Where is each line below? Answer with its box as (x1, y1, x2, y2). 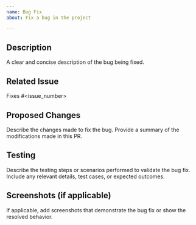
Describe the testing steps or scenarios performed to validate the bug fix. (6, 166, 191, 173)
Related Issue (6, 76, 59, 86)
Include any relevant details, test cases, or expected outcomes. (6, 173, 166, 180)
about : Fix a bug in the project (6, 15, 91, 21)
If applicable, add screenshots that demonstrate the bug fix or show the (6, 206, 186, 213)
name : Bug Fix (6, 9, 43, 15)
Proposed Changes (6, 110, 81, 120)
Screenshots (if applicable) (6, 190, 111, 201)
